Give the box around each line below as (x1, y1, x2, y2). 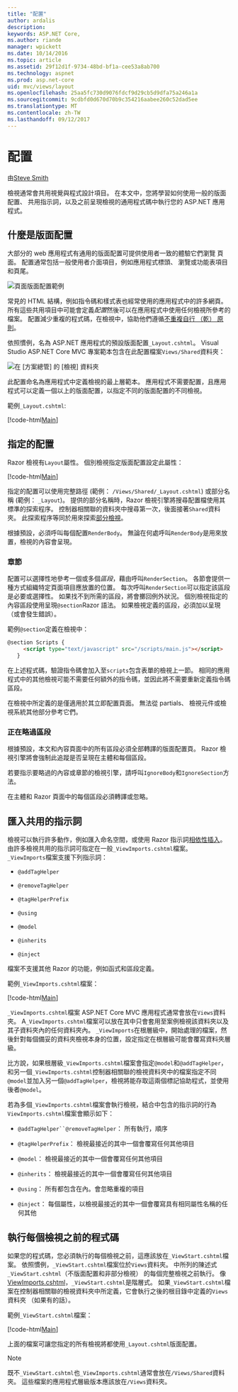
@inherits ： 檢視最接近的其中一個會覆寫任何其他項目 (17, 1169, 173, 1178)
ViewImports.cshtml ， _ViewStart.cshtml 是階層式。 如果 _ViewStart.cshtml (7, 1278, 225, 1287)
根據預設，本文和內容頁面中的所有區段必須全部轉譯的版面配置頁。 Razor (7, 745, 218, 753)
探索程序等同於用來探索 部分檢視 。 (27, 513, 127, 522)
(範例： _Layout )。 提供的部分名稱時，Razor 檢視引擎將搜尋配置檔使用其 (15, 496, 226, 504)
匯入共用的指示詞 (7, 815, 82, 827)
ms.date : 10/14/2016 (7, 50, 69, 57)
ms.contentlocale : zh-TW (7, 109, 81, 116)
